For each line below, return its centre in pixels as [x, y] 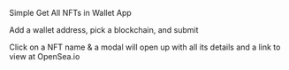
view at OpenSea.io [45, 56]
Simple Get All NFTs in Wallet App [71, 13]
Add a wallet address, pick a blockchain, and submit [104, 30]
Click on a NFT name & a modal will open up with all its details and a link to [145, 47]
